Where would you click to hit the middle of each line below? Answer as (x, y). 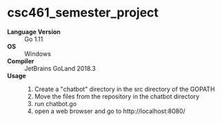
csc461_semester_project (83, 13)
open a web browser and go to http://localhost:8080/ (110, 111)
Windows (38, 54)
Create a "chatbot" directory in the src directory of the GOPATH (124, 89)
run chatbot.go (55, 103)
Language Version (34, 32)
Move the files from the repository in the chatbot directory (117, 96)
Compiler (21, 61)
